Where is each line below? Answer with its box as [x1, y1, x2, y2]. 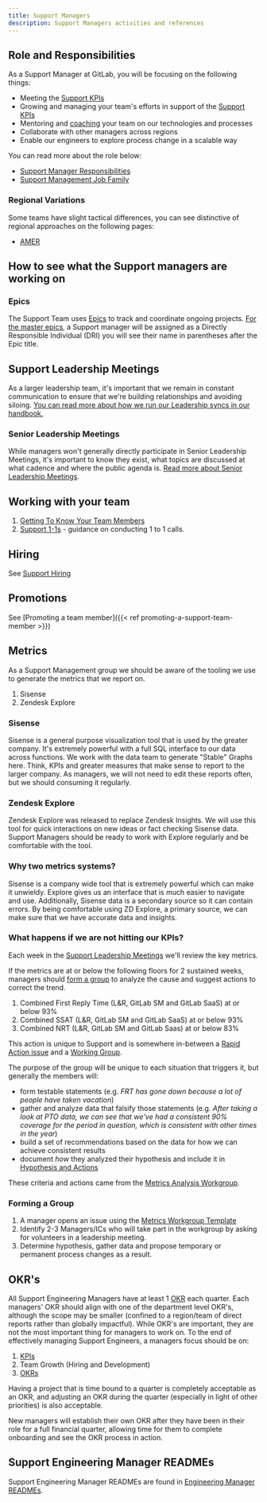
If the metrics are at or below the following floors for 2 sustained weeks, [8, 966, 244, 975]
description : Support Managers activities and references [8, 19, 204, 27]
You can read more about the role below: [8, 151, 142, 161]
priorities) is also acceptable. [8, 1400, 103, 1410]
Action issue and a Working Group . [8, 1047, 122, 1057]
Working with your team [8, 494, 130, 509]
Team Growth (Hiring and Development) [19, 1360, 151, 1369]
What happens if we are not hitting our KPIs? [8, 932, 184, 943]
